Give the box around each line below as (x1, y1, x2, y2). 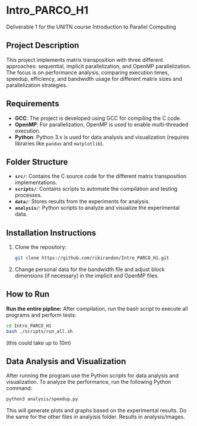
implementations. (14, 179, 58, 186)
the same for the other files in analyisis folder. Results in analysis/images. (6, 414, 185, 421)
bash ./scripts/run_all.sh (6, 328, 73, 335)
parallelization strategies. (6, 81, 68, 89)
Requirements (6, 99, 59, 109)
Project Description (6, 40, 80, 51)
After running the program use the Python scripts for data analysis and (6, 372, 179, 379)
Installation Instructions (6, 228, 97, 238)
